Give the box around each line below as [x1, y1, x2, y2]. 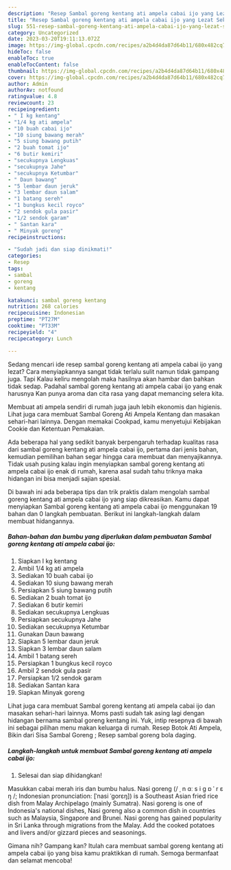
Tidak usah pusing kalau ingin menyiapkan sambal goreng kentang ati [8, 460, 205, 468]
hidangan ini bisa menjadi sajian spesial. [8, 474, 121, 482]
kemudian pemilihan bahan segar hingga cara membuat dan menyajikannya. [8, 452, 223, 460]
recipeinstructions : [8, 234, 67, 241]
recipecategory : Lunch [8, 335, 73, 342]
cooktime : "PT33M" [8, 322, 60, 329]
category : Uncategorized [8, 29, 79, 36]
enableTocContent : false [8, 61, 79, 68]
